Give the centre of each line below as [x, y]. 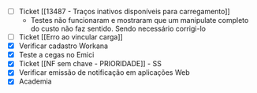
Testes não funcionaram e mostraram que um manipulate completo [140, 20]
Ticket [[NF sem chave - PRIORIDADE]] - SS [90, 64]
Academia [35, 81]
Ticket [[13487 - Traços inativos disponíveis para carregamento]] [124, 11]
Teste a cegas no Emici [56, 55]
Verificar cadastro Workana [63, 46]
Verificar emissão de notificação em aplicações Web [104, 73]
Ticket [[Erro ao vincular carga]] [71, 37]
